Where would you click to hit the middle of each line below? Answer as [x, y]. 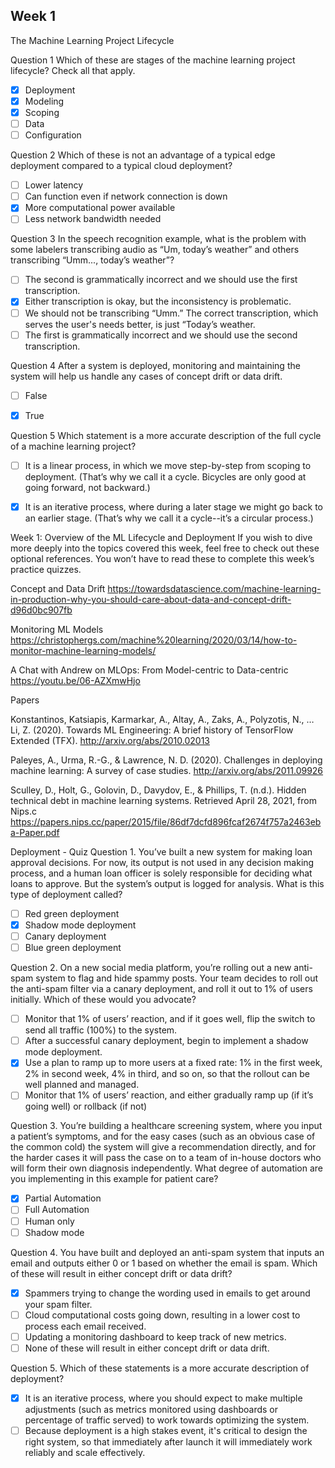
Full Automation [57, 1210]
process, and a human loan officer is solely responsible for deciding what [161, 873]
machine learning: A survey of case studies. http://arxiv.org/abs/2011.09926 [167, 770]
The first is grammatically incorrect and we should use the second [161, 335]
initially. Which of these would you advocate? [103, 1000]
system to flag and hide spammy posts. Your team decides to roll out [177, 978]
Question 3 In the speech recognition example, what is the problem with [158, 239]
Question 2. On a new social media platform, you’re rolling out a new [151, 968]
